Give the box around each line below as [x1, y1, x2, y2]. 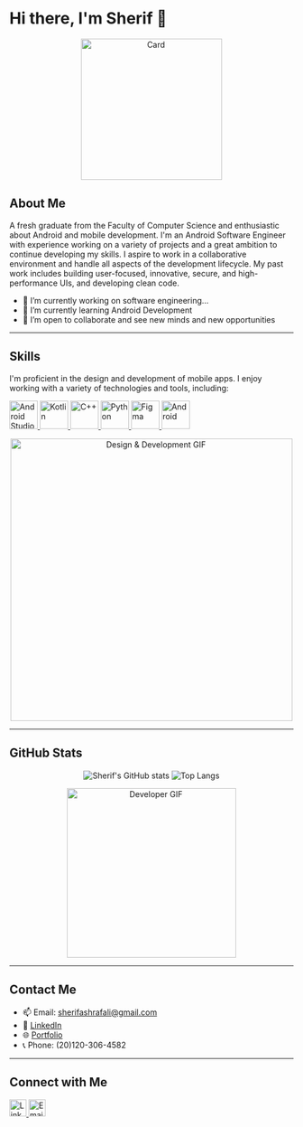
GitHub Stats [9, 745, 83, 760]
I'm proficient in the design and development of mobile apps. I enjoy [9, 372, 262, 383]
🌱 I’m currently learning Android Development [22, 305, 193, 315]
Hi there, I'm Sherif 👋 [9, 8, 168, 29]
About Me [9, 196, 66, 211]
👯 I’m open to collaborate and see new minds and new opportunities [22, 314, 276, 324]
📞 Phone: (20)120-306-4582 [22, 1039, 126, 1050]
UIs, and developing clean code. [60, 277, 180, 288]
